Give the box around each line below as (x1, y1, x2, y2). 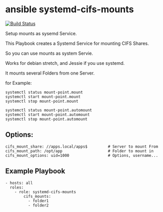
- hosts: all (5, 180, 33, 185)
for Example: (5, 80, 32, 86)
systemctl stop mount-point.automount (5, 116, 88, 122)
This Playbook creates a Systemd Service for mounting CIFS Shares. (5, 40, 149, 46)
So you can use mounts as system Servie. (5, 50, 93, 56)
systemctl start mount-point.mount (5, 94, 81, 99)
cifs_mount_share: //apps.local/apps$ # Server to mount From (5, 144, 158, 149)
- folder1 (28, 198, 49, 203)
